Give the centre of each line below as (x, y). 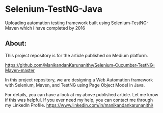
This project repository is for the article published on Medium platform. (77, 55)
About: (16, 44)
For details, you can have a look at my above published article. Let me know (82, 94)
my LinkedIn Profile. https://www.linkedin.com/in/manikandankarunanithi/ (79, 105)
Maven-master (20, 70)
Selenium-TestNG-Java (54, 9)
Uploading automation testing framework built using (58, 23)
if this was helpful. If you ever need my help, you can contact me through (79, 100)
